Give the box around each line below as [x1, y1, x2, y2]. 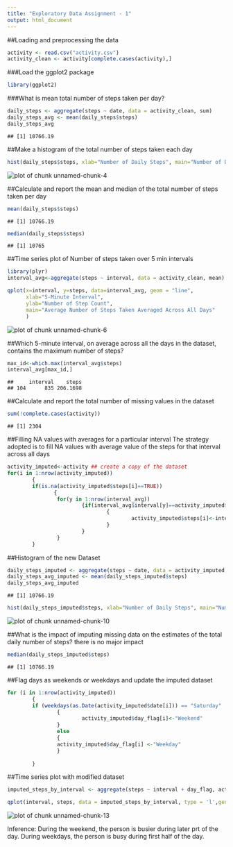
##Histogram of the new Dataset [7, 553, 101, 562]
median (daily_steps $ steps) [7, 230, 85, 237]
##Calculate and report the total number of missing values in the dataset [7, 397, 215, 405]
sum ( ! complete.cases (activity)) [7, 410, 101, 417]
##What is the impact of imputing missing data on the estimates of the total [7, 630, 223, 639]
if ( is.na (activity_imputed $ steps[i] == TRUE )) [32, 483, 163, 489]
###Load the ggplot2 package [7, 68, 94, 76]
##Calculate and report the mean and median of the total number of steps [7, 185, 218, 193]
